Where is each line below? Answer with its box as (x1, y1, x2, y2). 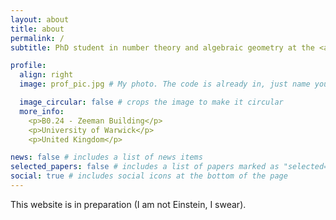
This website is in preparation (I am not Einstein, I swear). (10, 198, 247, 210)
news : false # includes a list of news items (10, 152, 203, 163)
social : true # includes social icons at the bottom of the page (10, 171, 288, 181)
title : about (10, 24, 65, 34)
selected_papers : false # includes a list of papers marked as (10, 162, 280, 172)
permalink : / (10, 33, 65, 43)
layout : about (10, 14, 70, 25)
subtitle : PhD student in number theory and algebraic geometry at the (10, 42, 315, 53)
